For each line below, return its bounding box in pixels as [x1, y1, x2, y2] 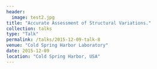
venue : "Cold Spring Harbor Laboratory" [6, 43, 109, 49]
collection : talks [6, 25, 52, 32]
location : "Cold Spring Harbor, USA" [6, 53, 101, 59]
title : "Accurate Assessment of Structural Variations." [6, 20, 152, 26]
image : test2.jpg [11, 14, 55, 20]
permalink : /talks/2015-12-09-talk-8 [6, 37, 101, 43]
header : [6, 8, 26, 15]
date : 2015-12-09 [6, 48, 50, 54]
